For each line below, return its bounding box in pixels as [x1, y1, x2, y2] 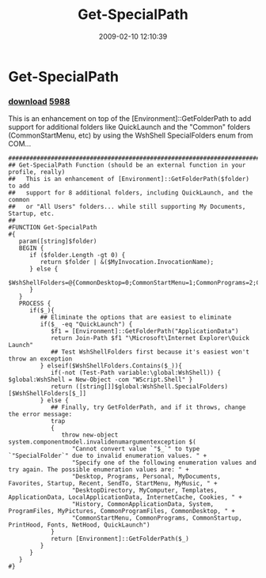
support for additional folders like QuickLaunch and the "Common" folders [8, 123, 251, 132]
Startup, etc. [8, 210, 55, 218]
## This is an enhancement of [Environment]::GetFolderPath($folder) [8, 176, 249, 183]
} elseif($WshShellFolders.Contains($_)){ [40, 362, 182, 370]
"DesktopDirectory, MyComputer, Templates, [71, 486, 218, 495]
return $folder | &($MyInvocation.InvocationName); [40, 259, 215, 266]
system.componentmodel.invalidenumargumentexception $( [8, 438, 196, 446]
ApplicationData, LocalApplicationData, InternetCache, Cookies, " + [8, 493, 243, 501]
